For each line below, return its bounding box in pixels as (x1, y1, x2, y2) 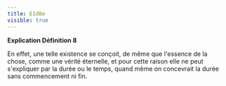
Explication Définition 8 (7, 36, 77, 44)
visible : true (7, 17, 49, 24)
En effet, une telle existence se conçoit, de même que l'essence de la (7, 50, 208, 58)
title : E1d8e (7, 10, 46, 17)
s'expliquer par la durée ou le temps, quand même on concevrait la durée (7, 64, 220, 73)
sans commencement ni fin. (7, 71, 88, 80)
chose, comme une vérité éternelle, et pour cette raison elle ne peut (7, 57, 204, 65)
